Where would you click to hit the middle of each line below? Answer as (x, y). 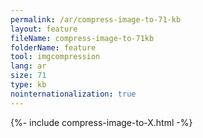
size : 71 (28, 76)
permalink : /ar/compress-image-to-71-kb (96, 19)
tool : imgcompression (55, 57)
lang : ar (28, 66)
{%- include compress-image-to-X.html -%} (101, 122)
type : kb (28, 85)
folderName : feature (53, 47)
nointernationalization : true (73, 94)
